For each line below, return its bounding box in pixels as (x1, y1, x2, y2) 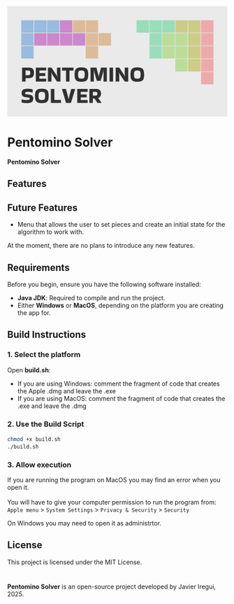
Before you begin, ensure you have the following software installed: (7, 280, 201, 288)
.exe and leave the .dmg (17, 402, 87, 410)
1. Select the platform (7, 350, 81, 360)
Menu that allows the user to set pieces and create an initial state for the (17, 220, 226, 229)
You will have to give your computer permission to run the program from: (7, 498, 217, 506)
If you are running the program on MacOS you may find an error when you (7, 475, 221, 484)
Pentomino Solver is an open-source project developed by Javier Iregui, (7, 582, 217, 591)
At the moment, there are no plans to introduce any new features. (7, 241, 196, 250)
